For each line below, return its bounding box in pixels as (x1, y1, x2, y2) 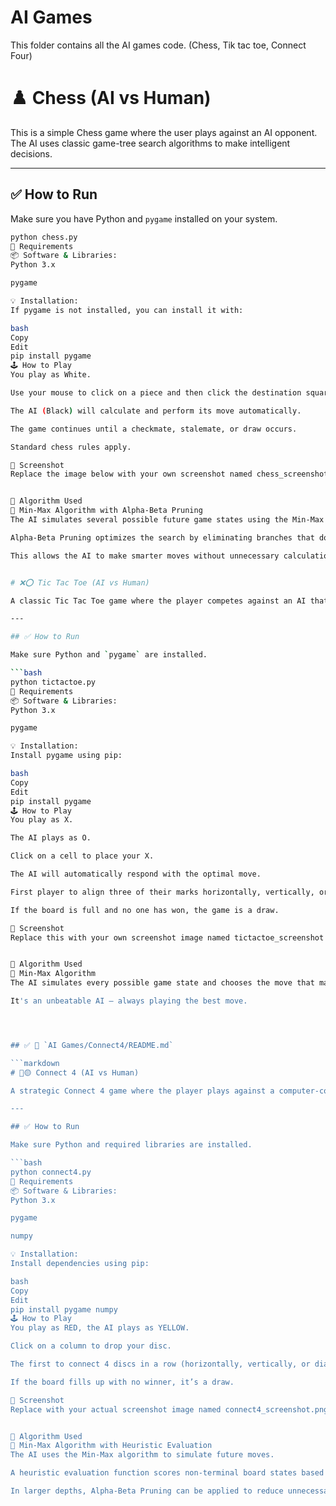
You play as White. (10, 370, 92, 380)
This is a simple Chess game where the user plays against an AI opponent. (10, 126, 318, 138)
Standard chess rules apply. (10, 442, 132, 452)
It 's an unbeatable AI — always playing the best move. (10, 996, 248, 1006)
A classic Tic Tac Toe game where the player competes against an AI (10, 596, 307, 606)
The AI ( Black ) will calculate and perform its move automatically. (10, 406, 302, 416)
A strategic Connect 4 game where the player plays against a (10, 1086, 275, 1096)
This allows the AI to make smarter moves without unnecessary (10, 551, 280, 561)
